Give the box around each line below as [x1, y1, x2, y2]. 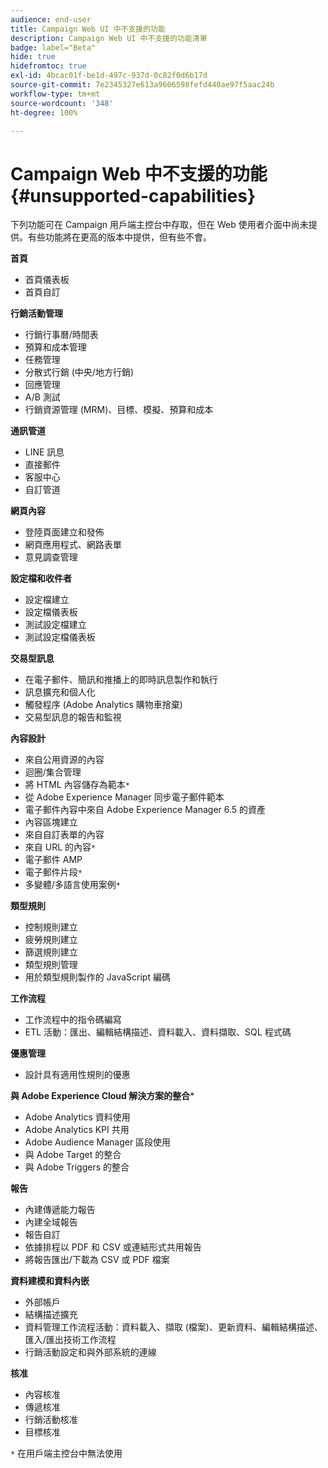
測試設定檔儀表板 [24, 631, 96, 643]
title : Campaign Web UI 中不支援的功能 [10, 24, 166, 34]
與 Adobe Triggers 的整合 [24, 1161, 130, 1173]
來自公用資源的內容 [24, 754, 105, 766]
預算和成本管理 [24, 341, 87, 353]
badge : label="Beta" [10, 42, 97, 53]
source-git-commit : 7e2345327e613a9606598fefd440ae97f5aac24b [10, 80, 275, 90]
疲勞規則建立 [24, 934, 78, 946]
